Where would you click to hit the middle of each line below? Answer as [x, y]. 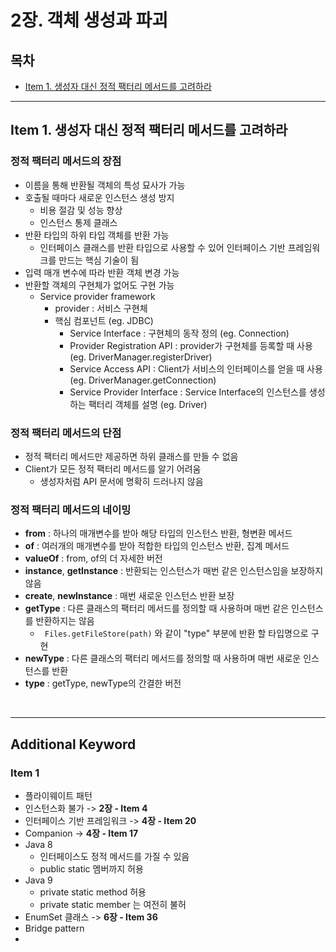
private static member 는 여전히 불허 [113, 904]
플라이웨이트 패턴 [58, 795]
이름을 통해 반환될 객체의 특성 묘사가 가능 [105, 185]
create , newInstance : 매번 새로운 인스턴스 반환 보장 [129, 596]
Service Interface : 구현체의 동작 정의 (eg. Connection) [179, 333]
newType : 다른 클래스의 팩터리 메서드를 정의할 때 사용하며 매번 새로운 [163, 658]
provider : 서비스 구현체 [101, 308]
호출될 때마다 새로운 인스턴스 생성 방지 [99, 197]
